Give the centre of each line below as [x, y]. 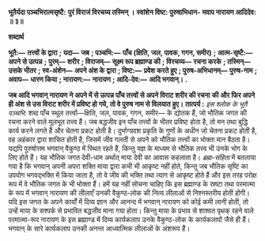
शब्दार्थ [16, 37]
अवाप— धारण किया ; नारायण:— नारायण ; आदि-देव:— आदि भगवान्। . [98, 79]
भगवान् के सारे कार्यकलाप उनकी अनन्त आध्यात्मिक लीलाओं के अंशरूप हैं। [99, 228]
